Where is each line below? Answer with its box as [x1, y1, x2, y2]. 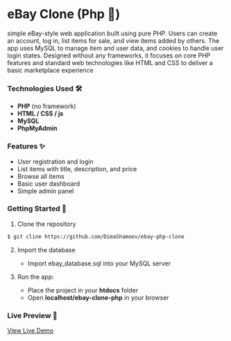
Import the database [17, 245, 76, 254]
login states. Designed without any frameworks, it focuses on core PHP [7, 51, 211, 60]
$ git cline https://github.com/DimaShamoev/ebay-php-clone [7, 233, 185, 240]
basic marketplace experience [7, 66, 94, 74]
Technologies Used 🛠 [7, 83, 83, 93]
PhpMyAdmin [17, 124, 58, 132]
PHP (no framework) [17, 102, 76, 110]
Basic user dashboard [17, 180, 80, 188]
